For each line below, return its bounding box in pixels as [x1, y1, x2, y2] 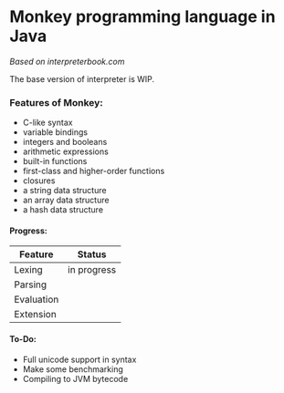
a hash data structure [22, 204, 103, 215]
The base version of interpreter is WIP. [9, 73, 155, 84]
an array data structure [22, 194, 110, 206]
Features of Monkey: [9, 96, 103, 109]
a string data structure [22, 185, 107, 196]
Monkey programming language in [9, 6, 276, 27]
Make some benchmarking [22, 363, 123, 375]
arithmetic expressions [22, 146, 110, 157]
